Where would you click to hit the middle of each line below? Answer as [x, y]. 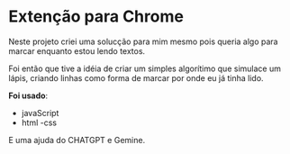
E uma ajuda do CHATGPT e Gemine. [77, 140]
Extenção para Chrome [96, 17]
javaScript [40, 113]
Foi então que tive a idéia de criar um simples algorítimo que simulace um [145, 68]
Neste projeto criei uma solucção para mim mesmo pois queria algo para [143, 41]
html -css [39, 122]
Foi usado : [28, 95]
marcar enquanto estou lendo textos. [77, 50]
